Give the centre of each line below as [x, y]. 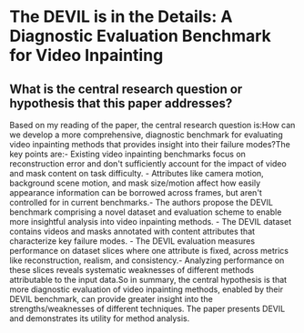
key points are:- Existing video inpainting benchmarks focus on [127, 154]
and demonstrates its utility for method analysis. [100, 318]
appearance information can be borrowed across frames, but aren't [136, 192]
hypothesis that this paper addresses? [121, 103]
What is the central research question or [126, 89]
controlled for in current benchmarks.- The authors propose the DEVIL [141, 202]
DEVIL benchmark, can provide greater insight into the [111, 299]
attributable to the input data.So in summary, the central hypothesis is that [148, 280]
